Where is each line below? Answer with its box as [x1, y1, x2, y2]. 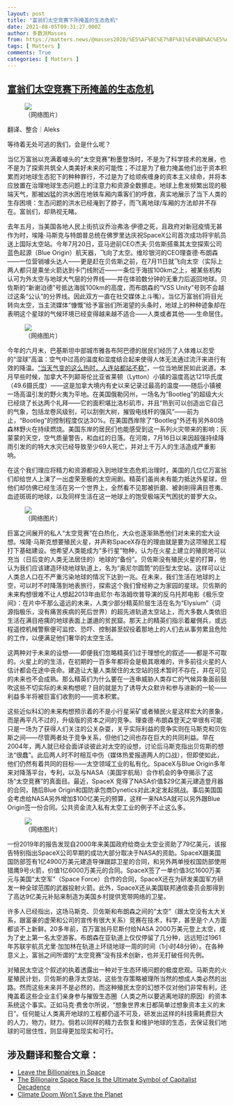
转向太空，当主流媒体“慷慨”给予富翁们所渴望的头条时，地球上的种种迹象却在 [7, 301, 226, 309]
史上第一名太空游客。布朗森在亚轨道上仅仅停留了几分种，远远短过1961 [19, 933, 221, 941]
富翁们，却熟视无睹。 [19, 207, 81, 215]
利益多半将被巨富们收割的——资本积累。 [7, 692, 123, 700]
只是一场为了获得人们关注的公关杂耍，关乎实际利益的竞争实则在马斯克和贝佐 [7, 724, 227, 732]
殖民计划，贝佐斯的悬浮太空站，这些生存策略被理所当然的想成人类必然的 [13, 974, 221, 983]
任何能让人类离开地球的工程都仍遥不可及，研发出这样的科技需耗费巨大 [22, 1009, 224, 1018]
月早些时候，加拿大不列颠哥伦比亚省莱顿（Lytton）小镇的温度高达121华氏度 [7, 372, 223, 381]
